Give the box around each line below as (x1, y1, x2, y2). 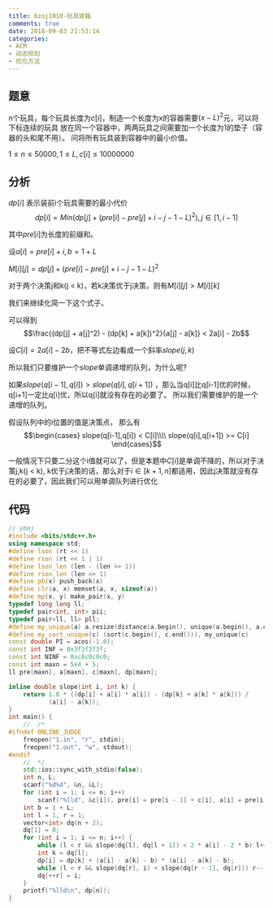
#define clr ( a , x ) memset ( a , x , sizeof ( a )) (8, 585, 158, 593)
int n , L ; (23, 773, 57, 782)
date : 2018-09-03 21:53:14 (8, 27, 100, 35)
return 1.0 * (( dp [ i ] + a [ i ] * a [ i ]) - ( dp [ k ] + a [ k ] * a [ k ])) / (23, 690, 249, 699)
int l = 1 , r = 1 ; (23, 811, 85, 819)
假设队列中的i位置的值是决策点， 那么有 (8, 418, 141, 427)
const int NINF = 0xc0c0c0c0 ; (8, 653, 111, 661)
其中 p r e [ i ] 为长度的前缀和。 (8, 229, 98, 239)
